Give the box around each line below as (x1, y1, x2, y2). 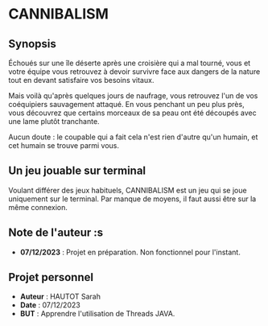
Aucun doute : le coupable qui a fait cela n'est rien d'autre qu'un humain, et (8, 132, 258, 142)
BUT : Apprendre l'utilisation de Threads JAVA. (19, 309, 175, 319)
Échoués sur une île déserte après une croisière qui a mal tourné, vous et (8, 58, 251, 68)
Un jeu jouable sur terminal (8, 164, 146, 178)
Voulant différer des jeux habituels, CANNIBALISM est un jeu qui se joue (8, 185, 247, 195)
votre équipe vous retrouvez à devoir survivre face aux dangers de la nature (8, 67, 261, 76)
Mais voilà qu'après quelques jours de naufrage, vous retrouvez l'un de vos (8, 91, 258, 101)
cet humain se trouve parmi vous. (8, 141, 119, 150)
